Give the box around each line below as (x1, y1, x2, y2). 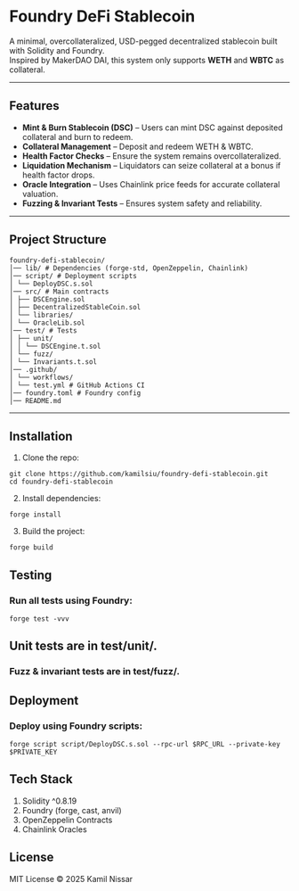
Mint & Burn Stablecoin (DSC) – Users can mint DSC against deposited (21, 122, 283, 133)
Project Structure (9, 232, 107, 247)
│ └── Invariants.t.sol (9, 357, 98, 367)
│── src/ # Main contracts (9, 287, 109, 296)
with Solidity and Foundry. (9, 45, 105, 55)
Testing (9, 567, 53, 582)
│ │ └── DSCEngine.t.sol (9, 342, 101, 351)
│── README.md (9, 396, 62, 405)
